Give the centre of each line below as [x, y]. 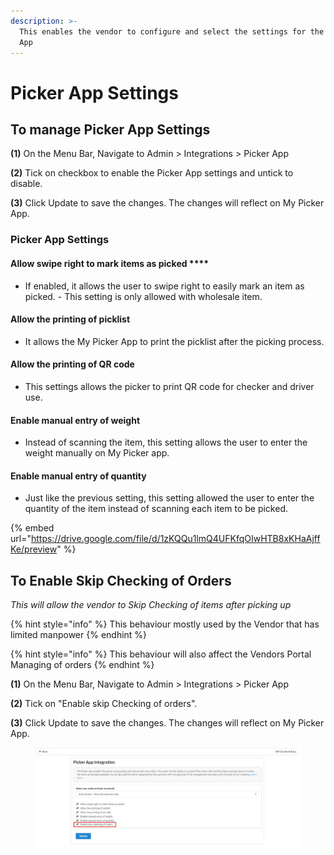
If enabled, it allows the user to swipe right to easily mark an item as [164, 286]
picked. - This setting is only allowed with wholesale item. [143, 296]
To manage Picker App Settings [110, 129]
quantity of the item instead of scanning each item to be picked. [156, 509]
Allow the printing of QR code [72, 364]
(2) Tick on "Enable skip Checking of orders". [104, 704]
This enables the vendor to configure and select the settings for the [172, 31]
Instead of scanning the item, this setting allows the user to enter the [166, 442]
